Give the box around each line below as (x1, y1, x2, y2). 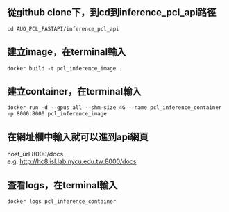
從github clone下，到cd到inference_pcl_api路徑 (7, 6, 217, 19)
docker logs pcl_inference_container (7, 198, 117, 205)
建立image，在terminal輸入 (7, 46, 126, 58)
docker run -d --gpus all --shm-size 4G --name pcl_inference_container (7, 104, 222, 111)
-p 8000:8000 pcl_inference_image (7, 111, 108, 117)
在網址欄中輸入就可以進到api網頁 (7, 131, 149, 142)
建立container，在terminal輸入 (7, 85, 142, 97)
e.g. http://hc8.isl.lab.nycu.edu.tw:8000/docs (7, 157, 137, 165)
